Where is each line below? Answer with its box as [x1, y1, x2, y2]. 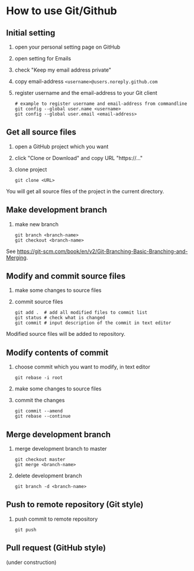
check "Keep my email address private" [14, 66, 111, 73]
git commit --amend [14, 408, 63, 414]
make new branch [14, 220, 59, 227]
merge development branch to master [14, 445, 108, 453]
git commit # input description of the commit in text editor [14, 320, 172, 326]
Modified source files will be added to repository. [6, 331, 126, 338]
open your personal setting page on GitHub [14, 43, 121, 50]
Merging [6, 254, 27, 261]
